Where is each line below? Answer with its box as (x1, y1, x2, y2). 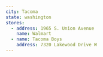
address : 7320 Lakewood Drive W (16, 42, 97, 48)
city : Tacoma (5, 8, 38, 15)
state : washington (5, 14, 51, 20)
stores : (5, 20, 25, 26)
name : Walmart (16, 31, 51, 37)
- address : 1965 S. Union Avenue (11, 25, 95, 31)
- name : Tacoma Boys (11, 36, 62, 42)
